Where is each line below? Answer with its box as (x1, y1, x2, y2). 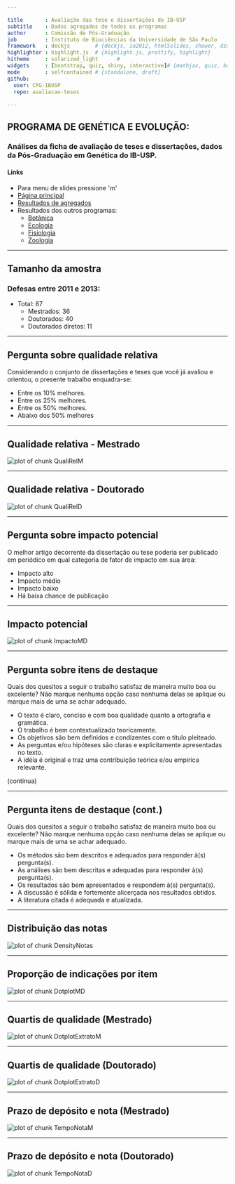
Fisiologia (27, 228, 56, 237)
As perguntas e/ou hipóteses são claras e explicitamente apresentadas (17, 741, 222, 749)
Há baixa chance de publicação (17, 591, 109, 600)
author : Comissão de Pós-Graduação (7, 29, 130, 37)
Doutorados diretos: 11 (27, 322, 92, 331)
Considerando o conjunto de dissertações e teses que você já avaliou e (7, 368, 213, 376)
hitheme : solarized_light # (7, 55, 120, 63)
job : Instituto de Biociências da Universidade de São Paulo (7, 36, 218, 43)
